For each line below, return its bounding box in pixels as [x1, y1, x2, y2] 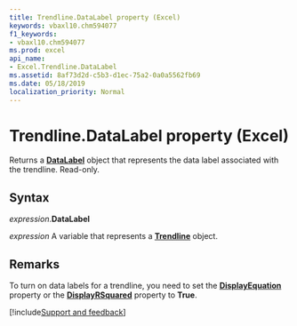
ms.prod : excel [9, 46, 66, 55]
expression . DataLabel [9, 214, 91, 225]
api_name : [9, 54, 46, 63]
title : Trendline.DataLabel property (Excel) [9, 12, 181, 22]
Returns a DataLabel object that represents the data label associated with [9, 155, 279, 165]
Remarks [9, 257, 60, 272]
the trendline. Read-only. [9, 164, 100, 175]
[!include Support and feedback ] [9, 307, 126, 318]
